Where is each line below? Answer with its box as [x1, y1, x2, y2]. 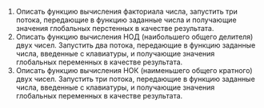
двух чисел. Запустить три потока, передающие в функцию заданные [15, 75, 256, 83]
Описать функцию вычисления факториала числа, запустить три [15, 7, 238, 16]
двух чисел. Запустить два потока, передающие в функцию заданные [15, 40, 256, 50]
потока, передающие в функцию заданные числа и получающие [15, 15, 238, 25]
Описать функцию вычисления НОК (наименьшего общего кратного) [15, 66, 254, 75]
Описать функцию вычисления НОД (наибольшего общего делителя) [15, 32, 254, 41]
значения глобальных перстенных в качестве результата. [15, 24, 214, 33]
